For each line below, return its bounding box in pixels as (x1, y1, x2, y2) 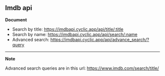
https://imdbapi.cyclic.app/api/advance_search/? (50, 37, 149, 42)
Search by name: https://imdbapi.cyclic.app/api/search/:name (12, 31, 137, 37)
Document (5, 17, 27, 22)
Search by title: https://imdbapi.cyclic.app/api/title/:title (12, 26, 124, 32)
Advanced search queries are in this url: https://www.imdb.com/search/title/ (5, 65, 159, 71)
